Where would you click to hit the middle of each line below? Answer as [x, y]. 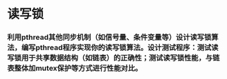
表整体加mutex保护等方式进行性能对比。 [75, 68]
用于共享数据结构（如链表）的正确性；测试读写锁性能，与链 [120, 58]
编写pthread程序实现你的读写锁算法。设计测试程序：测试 [116, 47]
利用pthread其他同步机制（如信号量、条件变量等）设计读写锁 [109, 37]
